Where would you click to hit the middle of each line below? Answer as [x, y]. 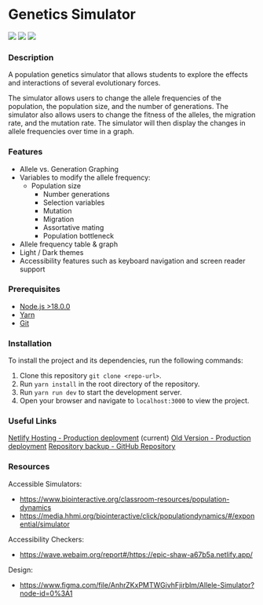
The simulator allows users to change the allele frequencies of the [115, 98]
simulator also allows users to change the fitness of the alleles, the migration [132, 115]
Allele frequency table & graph [69, 244]
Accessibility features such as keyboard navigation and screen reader [132, 261]
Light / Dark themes [51, 252]
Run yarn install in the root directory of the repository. [110, 384]
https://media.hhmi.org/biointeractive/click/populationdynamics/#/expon [137, 516]
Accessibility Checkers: [46, 539]
